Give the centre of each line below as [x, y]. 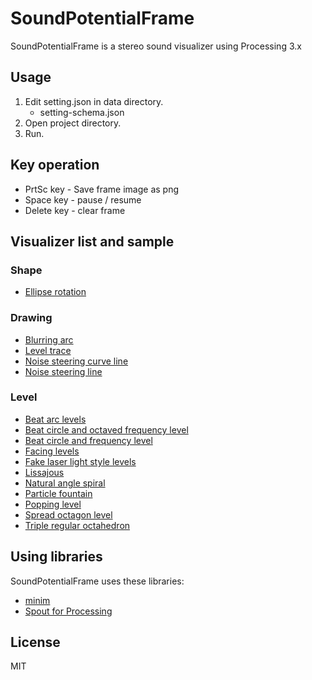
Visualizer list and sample [92, 241]
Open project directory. [73, 123]
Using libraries [56, 557]
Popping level [53, 504]
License [35, 642]
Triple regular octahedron [77, 525]
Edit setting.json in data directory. [94, 101]
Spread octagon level [68, 514]
